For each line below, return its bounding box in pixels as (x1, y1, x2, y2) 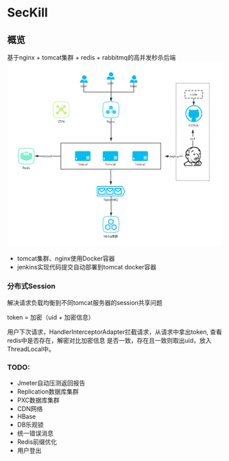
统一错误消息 (16, 429, 53, 438)
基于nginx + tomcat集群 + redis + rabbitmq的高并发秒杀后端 (7, 54, 176, 61)
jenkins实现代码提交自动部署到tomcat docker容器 (16, 262, 156, 271)
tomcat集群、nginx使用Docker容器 (16, 254, 115, 262)
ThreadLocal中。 (7, 345, 55, 353)
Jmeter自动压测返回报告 (16, 379, 86, 387)
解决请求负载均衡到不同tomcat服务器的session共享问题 (7, 298, 163, 306)
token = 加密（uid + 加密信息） (7, 313, 95, 321)
